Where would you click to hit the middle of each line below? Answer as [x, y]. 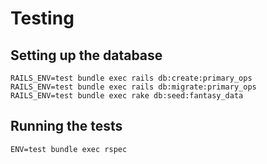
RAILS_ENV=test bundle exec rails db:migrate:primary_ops [133, 87]
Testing [42, 18]
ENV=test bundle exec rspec [69, 149]
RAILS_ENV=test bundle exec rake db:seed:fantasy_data [127, 96]
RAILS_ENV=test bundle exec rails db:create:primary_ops [131, 78]
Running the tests [66, 126]
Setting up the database [86, 55]
